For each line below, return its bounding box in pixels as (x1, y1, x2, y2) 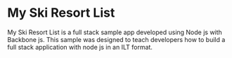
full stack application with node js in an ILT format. (7, 43, 153, 51)
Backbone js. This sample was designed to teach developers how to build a (7, 35, 226, 43)
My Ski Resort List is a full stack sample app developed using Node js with (7, 28, 223, 36)
